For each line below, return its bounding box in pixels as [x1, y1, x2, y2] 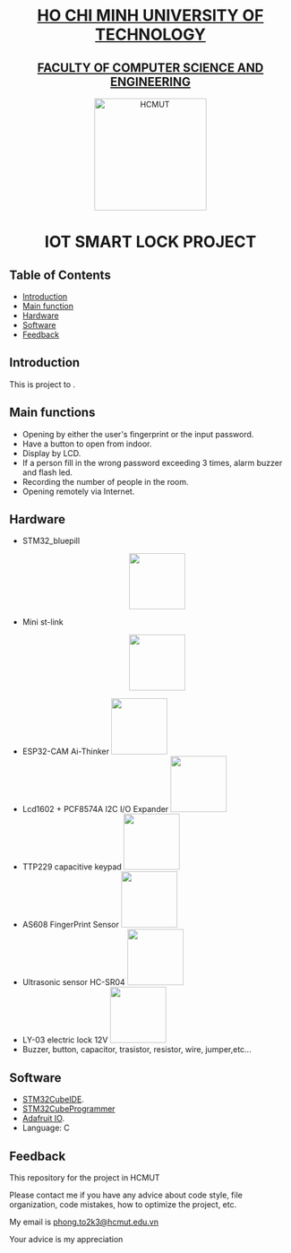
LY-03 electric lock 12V [21, 1034, 108, 1045]
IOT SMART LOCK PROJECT [44, 232, 257, 252]
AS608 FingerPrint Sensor [21, 920, 119, 930]
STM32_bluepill [21, 535, 81, 547]
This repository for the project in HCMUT [9, 1172, 160, 1183]
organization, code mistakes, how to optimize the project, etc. [9, 1199, 237, 1210]
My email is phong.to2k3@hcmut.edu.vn [9, 1216, 159, 1228]
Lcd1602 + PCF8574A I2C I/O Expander [21, 804, 169, 815]
